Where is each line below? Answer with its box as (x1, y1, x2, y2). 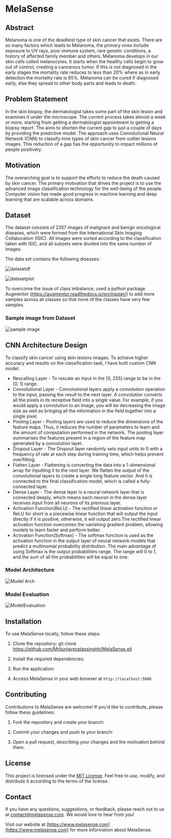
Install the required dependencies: (12, 656, 85, 662)
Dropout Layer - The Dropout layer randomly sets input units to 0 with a (12, 445, 163, 451)
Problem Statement (5, 95, 68, 103)
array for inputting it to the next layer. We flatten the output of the (12, 467, 150, 473)
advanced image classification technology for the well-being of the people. (5, 185, 163, 192)
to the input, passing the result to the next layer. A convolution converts (12, 391, 163, 397)
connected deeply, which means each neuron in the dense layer (12, 494, 148, 500)
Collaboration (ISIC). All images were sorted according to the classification (5, 235, 162, 241)
